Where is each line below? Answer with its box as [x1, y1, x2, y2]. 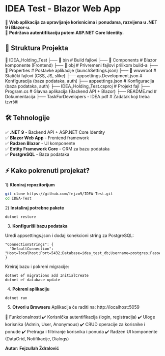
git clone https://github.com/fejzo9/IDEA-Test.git [5, 191, 113, 197]
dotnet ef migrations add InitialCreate [5, 273, 89, 278]
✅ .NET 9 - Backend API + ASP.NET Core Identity [5, 129, 105, 135]
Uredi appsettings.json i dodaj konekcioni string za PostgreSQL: [5, 233, 134, 238]
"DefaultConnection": [9, 246, 54, 251]
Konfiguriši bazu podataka [12, 223, 68, 229]
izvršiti [5, 99, 19, 105]
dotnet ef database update [5, 277, 60, 283]
